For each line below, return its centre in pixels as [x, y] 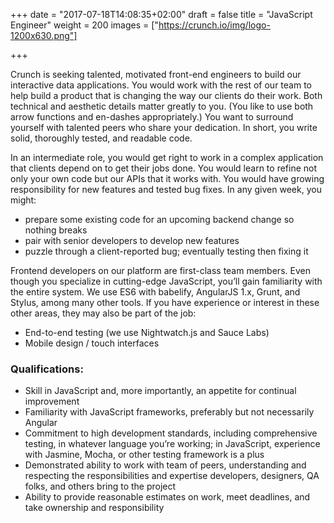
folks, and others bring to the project [100, 486]
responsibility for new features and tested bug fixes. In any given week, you [166, 189]
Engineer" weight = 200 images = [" [84, 25]
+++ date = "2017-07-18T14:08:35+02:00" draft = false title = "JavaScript [161, 14]
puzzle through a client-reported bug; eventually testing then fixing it [166, 251]
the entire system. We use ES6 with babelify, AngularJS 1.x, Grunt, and [155, 292]
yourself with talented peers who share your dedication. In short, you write [164, 127]
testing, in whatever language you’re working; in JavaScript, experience [172, 444]
